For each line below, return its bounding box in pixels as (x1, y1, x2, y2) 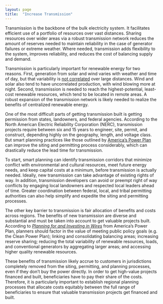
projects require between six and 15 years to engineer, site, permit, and (5, 126, 147, 132)
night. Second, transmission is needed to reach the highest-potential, (5, 86, 144, 92)
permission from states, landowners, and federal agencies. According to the (5, 116, 158, 122)
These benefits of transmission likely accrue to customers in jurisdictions (5, 258, 152, 264)
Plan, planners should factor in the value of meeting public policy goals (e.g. (5, 228, 158, 234)
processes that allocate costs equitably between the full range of (5, 284, 135, 290)
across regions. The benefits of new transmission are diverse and (5, 213, 137, 218)
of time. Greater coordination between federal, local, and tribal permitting (5, 188, 152, 194)
